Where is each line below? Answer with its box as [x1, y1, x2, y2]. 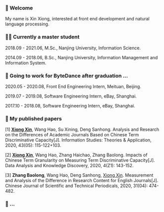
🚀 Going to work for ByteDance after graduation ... [5, 72, 128, 79]
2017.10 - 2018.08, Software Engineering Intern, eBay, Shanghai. [5, 103, 135, 108]
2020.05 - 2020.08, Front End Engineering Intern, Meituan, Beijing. [5, 83, 141, 89]
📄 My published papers [5, 115, 62, 122]
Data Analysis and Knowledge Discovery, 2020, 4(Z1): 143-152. [5, 163, 134, 169]
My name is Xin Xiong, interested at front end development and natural [5, 16, 150, 22]
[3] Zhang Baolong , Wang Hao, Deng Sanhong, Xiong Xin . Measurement [5, 172, 154, 178]
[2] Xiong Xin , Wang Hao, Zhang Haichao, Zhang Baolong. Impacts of [5, 152, 148, 158]
